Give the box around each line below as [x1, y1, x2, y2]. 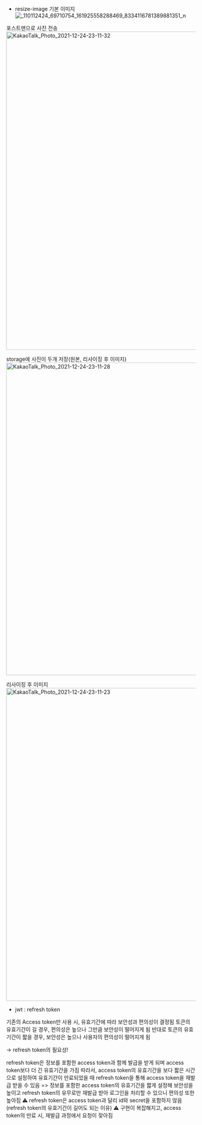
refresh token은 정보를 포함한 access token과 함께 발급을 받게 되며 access [6, 1059, 185, 1066]
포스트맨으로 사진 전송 [6, 25, 58, 31]
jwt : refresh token [14, 1006, 60, 1013]
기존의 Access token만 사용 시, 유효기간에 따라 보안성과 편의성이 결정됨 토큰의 [6, 1018, 191, 1025]
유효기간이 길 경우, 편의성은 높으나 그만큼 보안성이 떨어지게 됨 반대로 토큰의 [6, 1026, 183, 1033]
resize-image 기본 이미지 [14, 5, 75, 12]
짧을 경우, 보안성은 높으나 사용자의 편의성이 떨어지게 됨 [22, 1033, 151, 1041]
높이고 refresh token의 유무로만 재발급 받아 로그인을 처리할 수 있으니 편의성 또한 [6, 1089, 195, 1096]
